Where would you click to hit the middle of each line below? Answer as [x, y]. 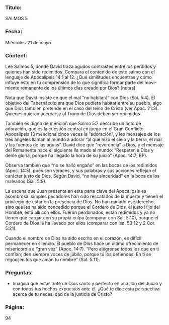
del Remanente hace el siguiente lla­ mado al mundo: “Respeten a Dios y [79, 150]
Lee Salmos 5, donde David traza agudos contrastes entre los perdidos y [80, 66]
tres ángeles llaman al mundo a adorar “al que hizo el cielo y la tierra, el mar [84, 139]
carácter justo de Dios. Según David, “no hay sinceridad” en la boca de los [82, 176]
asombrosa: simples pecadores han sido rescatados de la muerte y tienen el [84, 196]
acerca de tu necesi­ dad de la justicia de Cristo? [62, 294]
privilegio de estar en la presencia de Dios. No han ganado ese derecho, [80, 201]
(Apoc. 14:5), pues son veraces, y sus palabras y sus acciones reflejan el [81, 171]
